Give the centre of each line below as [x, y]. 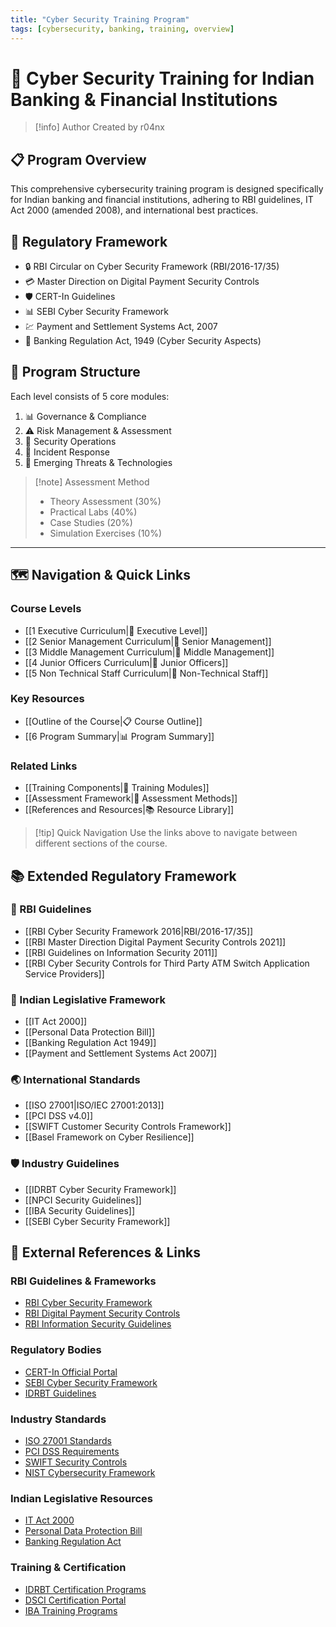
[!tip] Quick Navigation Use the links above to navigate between [166, 833]
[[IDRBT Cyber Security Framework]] [100, 1189]
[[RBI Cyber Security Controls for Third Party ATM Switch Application [167, 963]
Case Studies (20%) [91, 522]
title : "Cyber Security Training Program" [100, 19]
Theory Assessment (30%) [105, 501]
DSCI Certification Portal [75, 1600]
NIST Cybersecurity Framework [90, 1473]
